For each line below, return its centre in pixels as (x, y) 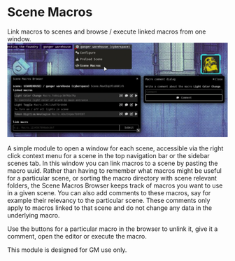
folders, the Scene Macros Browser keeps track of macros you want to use (115, 185)
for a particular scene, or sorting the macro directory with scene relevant (112, 178)
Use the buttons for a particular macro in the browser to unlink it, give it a (113, 229)
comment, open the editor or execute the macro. (77, 236)
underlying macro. (34, 215)
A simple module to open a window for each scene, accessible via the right (115, 148)
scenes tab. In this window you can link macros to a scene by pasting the (113, 163)
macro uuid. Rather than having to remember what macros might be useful (114, 170)
